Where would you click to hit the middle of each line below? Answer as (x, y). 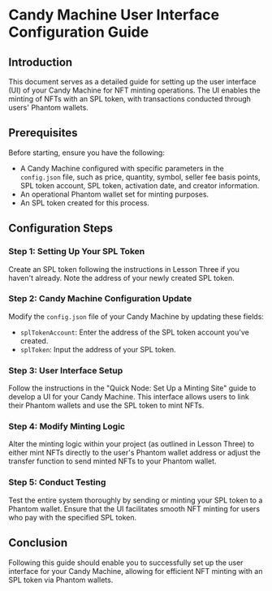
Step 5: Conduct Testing (57, 482)
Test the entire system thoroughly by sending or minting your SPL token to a (136, 500)
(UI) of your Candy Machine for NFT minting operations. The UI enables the (135, 90)
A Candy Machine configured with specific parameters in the (122, 168)
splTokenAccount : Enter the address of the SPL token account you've (134, 332)
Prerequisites (43, 133)
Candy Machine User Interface (114, 15)
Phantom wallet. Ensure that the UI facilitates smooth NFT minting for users (134, 508)
